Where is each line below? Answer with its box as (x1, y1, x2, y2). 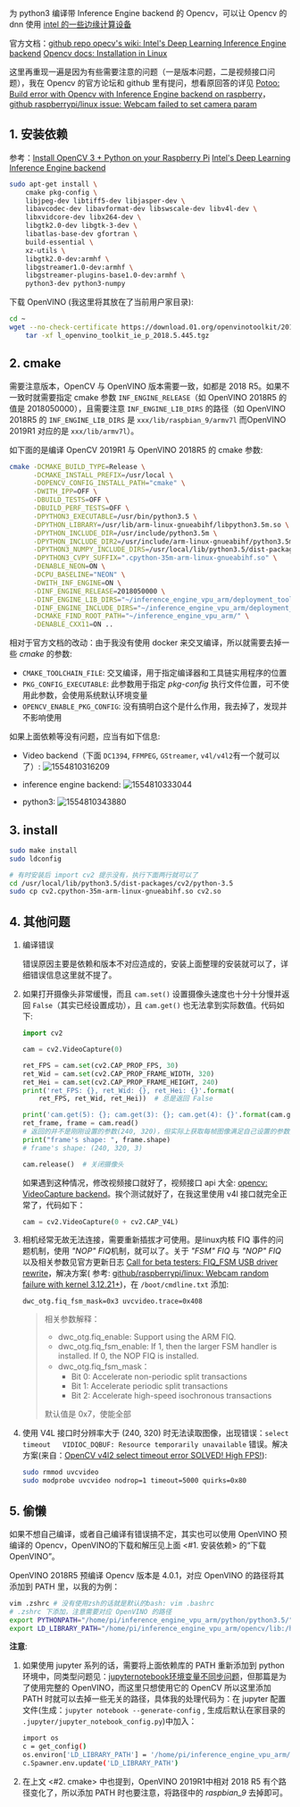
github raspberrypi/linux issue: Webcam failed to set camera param (9, 99, 257, 109)
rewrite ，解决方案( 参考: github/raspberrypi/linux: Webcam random (21, 1268, 270, 1279)
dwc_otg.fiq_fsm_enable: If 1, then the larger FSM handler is (57, 1341, 278, 1352)
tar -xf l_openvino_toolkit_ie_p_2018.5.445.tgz (25, 331, 210, 340)
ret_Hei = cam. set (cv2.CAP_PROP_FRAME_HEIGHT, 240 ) (21, 1078, 219, 1087)
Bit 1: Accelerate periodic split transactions (71, 1381, 229, 1391)
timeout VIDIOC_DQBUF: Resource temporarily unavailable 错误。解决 (21, 1439, 288, 1450)
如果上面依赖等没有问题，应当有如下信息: (9, 731, 161, 742)
